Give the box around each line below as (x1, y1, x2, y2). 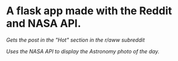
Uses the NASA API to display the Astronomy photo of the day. (6, 47, 160, 54)
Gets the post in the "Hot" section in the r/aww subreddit (6, 36, 145, 43)
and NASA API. (6, 17, 81, 30)
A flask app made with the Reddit (6, 4, 172, 18)
